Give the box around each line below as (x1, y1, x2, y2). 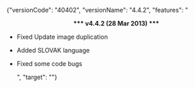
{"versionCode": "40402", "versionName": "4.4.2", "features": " (6, 6, 189, 14)
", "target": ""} (16, 73, 58, 81)
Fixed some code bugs (16, 60, 83, 68)
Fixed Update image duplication (16, 33, 109, 41)
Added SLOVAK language (16, 46, 90, 54)
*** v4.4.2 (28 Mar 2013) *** (73, 19, 159, 27)
